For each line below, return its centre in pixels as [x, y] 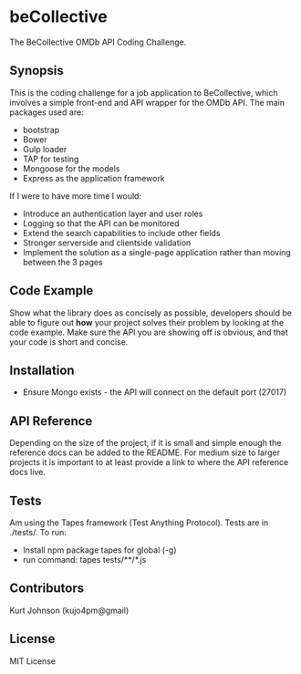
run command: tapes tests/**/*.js [84, 560]
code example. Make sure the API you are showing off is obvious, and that [149, 332]
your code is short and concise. [69, 342]
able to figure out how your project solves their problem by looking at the [147, 322]
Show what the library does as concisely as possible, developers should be [150, 313]
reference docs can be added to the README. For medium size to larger [145, 452]
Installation [42, 370]
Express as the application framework [94, 178]
